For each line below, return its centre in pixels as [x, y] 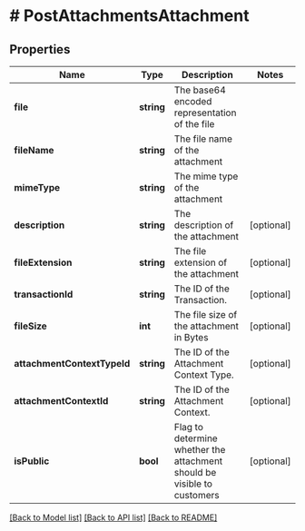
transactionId [44, 294]
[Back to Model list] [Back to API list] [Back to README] [113, 517]
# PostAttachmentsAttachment [129, 16]
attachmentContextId [61, 401]
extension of [201, 262]
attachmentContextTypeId [72, 364]
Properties [40, 49]
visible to [193, 484]
